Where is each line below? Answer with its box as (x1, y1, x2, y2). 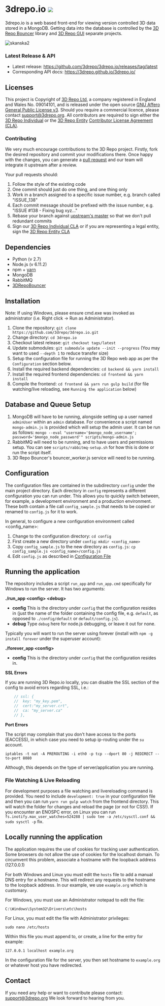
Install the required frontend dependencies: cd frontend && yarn (12, 371, 144, 377)
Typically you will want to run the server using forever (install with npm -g (5, 631, 153, 636)
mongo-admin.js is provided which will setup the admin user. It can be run (12, 424, 161, 430)
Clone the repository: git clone (12, 324, 76, 330)
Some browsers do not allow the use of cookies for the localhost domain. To (5, 851, 160, 857)
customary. (5, 887, 28, 893)
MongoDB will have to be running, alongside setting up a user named (12, 414, 153, 420)
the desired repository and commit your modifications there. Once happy (5, 152, 153, 158)
